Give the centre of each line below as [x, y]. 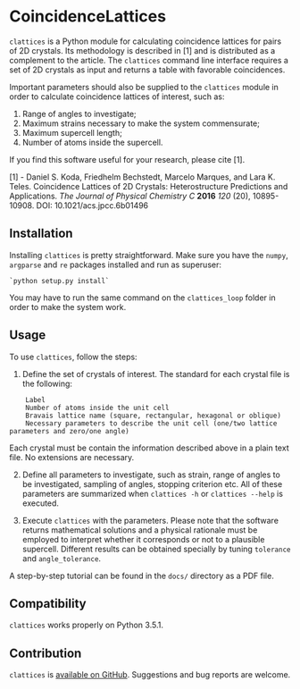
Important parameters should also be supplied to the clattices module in [144, 87]
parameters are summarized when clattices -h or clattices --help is [153, 493]
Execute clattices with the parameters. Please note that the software [150, 520]
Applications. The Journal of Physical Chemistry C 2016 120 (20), [130, 196]
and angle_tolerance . [61, 558]
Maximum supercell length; [72, 132]
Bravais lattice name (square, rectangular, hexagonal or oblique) [153, 416]
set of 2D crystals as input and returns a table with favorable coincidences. [147, 70]
